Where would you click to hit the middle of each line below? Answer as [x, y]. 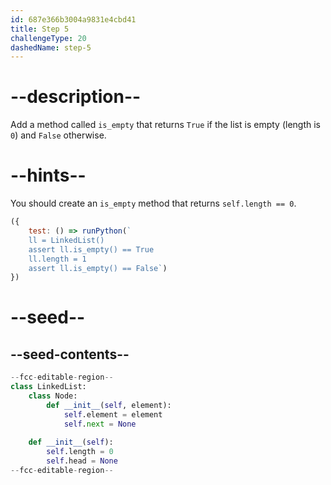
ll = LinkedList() [66, 240]
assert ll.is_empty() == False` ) [98, 268]
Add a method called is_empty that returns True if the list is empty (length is [165, 125]
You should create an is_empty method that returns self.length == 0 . [153, 203]
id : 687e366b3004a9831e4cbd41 [73, 19]
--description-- [76, 97]
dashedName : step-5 [51, 47]
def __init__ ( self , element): [109, 405]
